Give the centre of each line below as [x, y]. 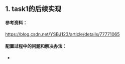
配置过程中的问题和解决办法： [36, 46]
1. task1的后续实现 [33, 9]
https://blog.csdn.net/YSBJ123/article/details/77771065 [62, 34]
